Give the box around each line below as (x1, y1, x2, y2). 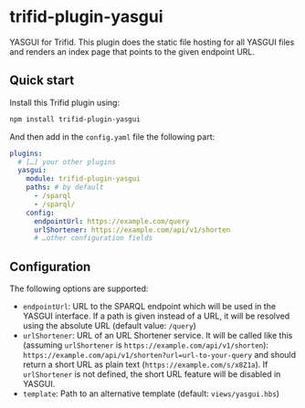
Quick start (9, 73, 75, 89)
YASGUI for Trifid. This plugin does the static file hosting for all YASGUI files (9, 37, 295, 47)
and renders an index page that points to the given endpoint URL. (9, 46, 256, 57)
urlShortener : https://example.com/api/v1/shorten (33, 225, 231, 235)
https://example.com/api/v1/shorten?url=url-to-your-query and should (22, 350, 297, 361)
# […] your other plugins (17, 157, 117, 166)
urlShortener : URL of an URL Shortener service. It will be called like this (22, 330, 293, 341)
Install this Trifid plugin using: (9, 97, 121, 108)
